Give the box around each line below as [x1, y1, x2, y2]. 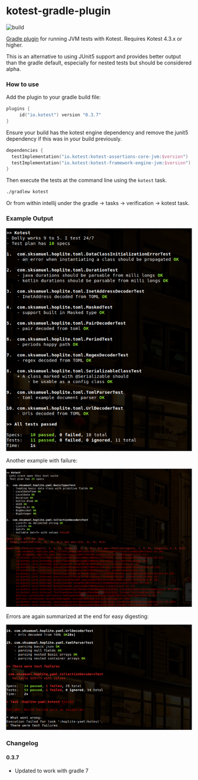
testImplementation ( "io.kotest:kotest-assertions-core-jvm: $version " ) [11, 154, 189, 160]
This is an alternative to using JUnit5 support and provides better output [6, 53, 181, 60]
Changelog [6, 739, 38, 747]
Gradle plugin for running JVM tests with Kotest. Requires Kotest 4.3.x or [6, 35, 183, 42]
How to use [6, 80, 39, 88]
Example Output [6, 214, 54, 223]
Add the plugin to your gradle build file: [6, 93, 101, 101]
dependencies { [6, 147, 44, 153]
